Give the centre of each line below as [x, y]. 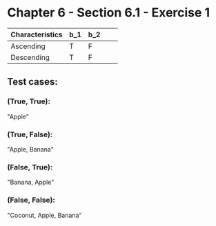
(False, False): [31, 200]
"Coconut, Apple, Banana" [45, 215]
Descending [30, 57]
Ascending [28, 46]
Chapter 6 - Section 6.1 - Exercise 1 [109, 13]
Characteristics [37, 34]
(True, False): [30, 134]
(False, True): [30, 167]
